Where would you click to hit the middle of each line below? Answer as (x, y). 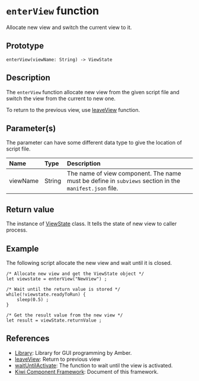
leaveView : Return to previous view (57, 359)
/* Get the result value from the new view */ (65, 315)
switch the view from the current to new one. (61, 98)
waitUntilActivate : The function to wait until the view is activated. (94, 365)
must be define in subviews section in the (124, 181)
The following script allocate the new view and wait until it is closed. (89, 263)
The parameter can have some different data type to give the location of (94, 143)
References (28, 339)
